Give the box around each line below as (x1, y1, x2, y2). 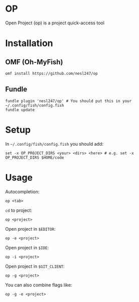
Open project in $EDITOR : (5, 226, 56, 232)
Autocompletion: (5, 188, 40, 195)
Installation (5, 37, 53, 49)
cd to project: (5, 207, 33, 213)
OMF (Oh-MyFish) (5, 58, 63, 66)
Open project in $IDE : (5, 244, 49, 250)
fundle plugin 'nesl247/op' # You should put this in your (5, 98, 132, 104)
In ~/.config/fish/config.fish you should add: (5, 141, 104, 147)
